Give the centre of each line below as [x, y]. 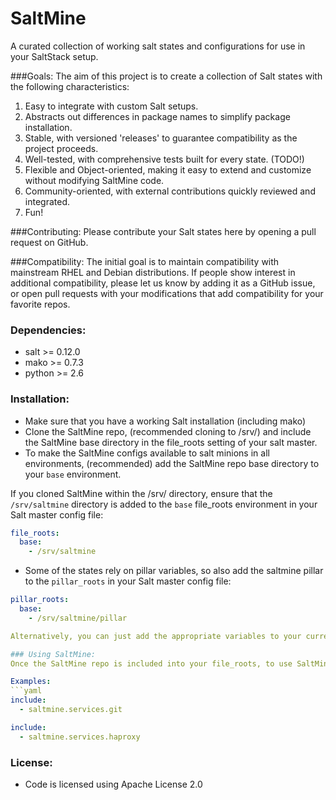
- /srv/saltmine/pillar [78, 618]
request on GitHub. [49, 242]
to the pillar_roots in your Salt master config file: [128, 581]
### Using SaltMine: [53, 654]
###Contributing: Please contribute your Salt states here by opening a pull [163, 231]
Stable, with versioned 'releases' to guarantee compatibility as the [161, 138]
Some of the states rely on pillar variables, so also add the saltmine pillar [174, 571]
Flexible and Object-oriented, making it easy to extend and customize [168, 169]
